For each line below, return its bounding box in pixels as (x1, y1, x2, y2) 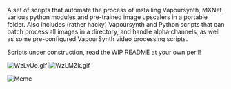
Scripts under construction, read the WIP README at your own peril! (7, 48, 201, 56)
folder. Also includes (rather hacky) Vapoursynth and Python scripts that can (7, 21, 225, 28)
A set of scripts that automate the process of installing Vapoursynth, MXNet (7, 6, 222, 14)
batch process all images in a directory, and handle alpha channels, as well (7, 27, 220, 36)
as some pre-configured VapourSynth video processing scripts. (7, 35, 188, 43)
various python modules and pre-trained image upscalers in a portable (7, 13, 208, 21)
